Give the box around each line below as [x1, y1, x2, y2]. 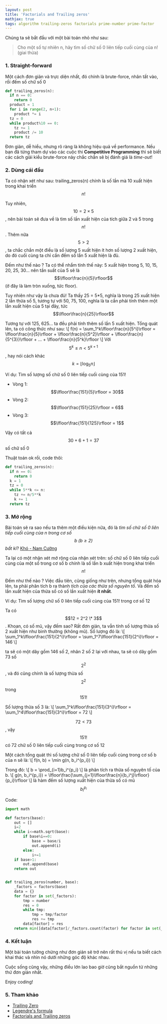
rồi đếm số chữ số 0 [5, 79, 46, 85]
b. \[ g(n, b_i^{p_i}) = [5, 772, 48, 778]
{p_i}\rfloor [5, 777, 28, 784]
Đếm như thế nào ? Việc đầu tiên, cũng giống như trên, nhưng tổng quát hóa [5, 578, 162, 584]
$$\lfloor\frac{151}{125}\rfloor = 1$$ [50, 420, 124, 426]
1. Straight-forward [5, 62, 52, 69]
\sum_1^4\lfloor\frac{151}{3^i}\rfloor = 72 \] [5, 710, 92, 716]
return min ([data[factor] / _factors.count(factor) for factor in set [14, 926, 159, 931]
